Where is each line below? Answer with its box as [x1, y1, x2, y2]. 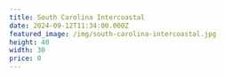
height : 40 [9, 37, 50, 47]
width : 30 [9, 46, 46, 55]
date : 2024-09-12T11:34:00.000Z [9, 21, 129, 30]
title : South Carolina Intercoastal [9, 12, 145, 22]
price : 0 [9, 54, 42, 63]
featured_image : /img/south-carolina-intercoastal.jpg [9, 29, 217, 38]
